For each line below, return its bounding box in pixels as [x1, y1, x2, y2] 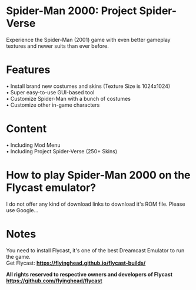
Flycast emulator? [6, 181, 96, 194]
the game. [6, 253, 31, 260]
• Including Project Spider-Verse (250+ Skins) [6, 147, 118, 154]
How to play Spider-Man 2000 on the [6, 169, 191, 182]
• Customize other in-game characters [6, 101, 100, 108]
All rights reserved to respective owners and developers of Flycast [6, 271, 172, 278]
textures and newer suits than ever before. [6, 42, 109, 50]
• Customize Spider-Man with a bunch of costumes [6, 95, 131, 102]
